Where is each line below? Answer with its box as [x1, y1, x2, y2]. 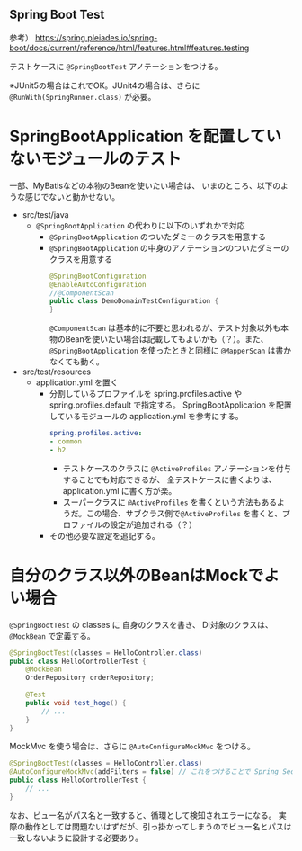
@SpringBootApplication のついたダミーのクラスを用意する [49, 231, 267, 242]
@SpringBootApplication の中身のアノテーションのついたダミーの [49, 242, 289, 253]
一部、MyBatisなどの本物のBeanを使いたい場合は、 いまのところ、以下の [9, 180, 281, 191]
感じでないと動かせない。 [24, 191, 120, 202]
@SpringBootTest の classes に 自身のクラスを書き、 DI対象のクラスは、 [9, 619, 273, 630]
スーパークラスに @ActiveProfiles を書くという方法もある [62, 497, 278, 507]
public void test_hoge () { [25, 698, 127, 707]
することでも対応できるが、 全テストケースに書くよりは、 [62, 474, 277, 485]
